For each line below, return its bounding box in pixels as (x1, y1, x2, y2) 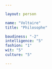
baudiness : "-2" (5, 34, 39, 39)
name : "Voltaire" (5, 20, 41, 25)
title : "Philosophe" (5, 25, 48, 30)
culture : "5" (5, 52, 32, 57)
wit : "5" (5, 48, 23, 53)
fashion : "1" (5, 43, 32, 48)
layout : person (5, 11, 37, 16)
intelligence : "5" (5, 38, 43, 43)
